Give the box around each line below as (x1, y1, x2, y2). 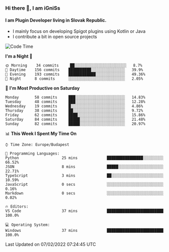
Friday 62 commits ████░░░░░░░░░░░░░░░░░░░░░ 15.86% (5, 113, 145, 118)
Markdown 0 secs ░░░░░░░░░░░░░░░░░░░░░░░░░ (5, 191, 164, 196)
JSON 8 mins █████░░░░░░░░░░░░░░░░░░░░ (5, 164, 164, 170)
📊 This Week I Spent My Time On (5, 131, 77, 137)
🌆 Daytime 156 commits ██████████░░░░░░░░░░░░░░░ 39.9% (5, 68, 143, 73)
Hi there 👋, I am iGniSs (5, 5, 61, 12)
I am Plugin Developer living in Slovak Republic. (5, 17, 107, 23)
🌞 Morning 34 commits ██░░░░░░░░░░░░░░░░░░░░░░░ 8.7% (5, 63, 143, 68)
